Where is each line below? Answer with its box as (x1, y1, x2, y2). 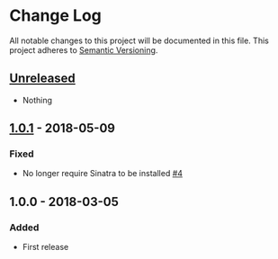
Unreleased (9, 71, 76, 86)
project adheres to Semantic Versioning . (9, 44, 158, 55)
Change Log (9, 5, 102, 26)
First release (22, 242, 69, 253)
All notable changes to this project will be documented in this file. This (9, 35, 270, 46)
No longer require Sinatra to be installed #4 (22, 168, 183, 179)
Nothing (22, 94, 52, 105)
